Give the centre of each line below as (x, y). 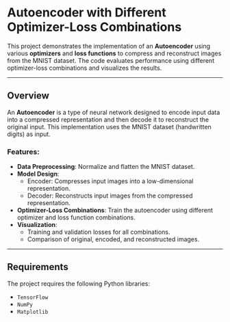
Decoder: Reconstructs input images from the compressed (110, 196)
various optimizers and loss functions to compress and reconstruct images (114, 53)
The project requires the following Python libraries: (79, 283)
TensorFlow (33, 297)
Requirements (38, 267)
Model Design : (38, 174)
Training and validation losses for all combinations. (99, 232)
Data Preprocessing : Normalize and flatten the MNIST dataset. (106, 167)
